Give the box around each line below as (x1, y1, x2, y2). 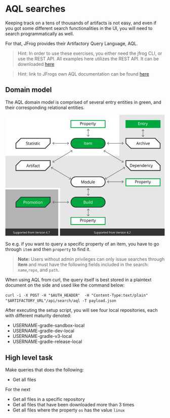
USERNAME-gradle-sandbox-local (12, 323, 85, 329)
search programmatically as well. (5, 30, 74, 37)
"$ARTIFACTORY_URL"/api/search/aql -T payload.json (5, 298, 116, 303)
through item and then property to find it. (5, 247, 91, 253)
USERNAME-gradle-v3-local (12, 333, 72, 339)
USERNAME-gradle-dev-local (12, 328, 74, 334)
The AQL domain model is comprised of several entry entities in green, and (5, 99, 162, 105)
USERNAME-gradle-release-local (12, 338, 82, 345)
